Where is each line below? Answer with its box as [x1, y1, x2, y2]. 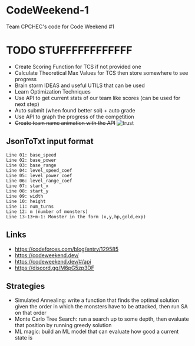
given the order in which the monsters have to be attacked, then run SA [14, 303, 189, 310]
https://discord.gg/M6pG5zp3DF [14, 264, 94, 271]
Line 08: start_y [6, 188, 49, 194]
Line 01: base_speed [6, 152, 57, 158]
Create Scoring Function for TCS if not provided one [14, 63, 141, 70]
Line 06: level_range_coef [6, 178, 72, 184]
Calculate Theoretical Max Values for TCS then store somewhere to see [14, 69, 189, 76]
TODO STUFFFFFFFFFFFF [6, 44, 133, 57]
